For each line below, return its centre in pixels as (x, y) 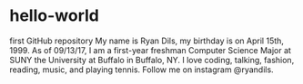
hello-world (55, 16)
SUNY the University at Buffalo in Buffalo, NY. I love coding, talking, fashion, (152, 60)
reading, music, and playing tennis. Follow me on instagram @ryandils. (142, 70)
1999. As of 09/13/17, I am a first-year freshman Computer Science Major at (150, 50)
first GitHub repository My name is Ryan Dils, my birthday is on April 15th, (147, 41)
